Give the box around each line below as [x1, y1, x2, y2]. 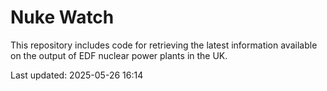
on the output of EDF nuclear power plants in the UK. [10, 49, 228, 61]
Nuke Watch [10, 6, 115, 29]
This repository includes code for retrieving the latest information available [10, 39, 318, 51]
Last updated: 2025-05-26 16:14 [10, 69, 144, 81]
